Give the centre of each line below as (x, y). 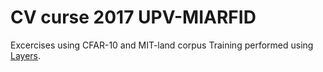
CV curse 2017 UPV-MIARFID (133, 17)
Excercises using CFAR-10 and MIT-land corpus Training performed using (162, 45)
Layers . (26, 55)
